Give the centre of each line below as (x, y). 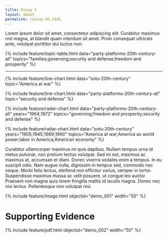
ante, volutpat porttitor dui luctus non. (44, 44)
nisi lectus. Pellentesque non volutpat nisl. (48, 186)
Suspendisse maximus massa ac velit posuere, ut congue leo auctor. (76, 176)
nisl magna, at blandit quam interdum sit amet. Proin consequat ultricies (79, 38)
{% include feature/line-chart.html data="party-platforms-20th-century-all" (83, 93)
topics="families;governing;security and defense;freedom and (77, 59)
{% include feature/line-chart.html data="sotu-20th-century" (68, 78)
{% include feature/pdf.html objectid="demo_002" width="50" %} (73, 230)
